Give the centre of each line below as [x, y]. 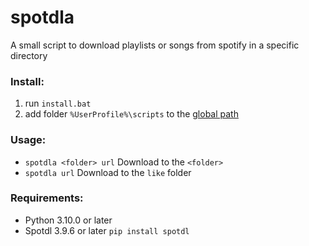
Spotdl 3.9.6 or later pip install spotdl [107, 230]
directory [29, 55]
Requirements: [47, 198]
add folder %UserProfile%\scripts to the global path [131, 114]
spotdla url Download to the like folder [108, 172]
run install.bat [58, 103]
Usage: [28, 140]
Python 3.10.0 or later [68, 220]
